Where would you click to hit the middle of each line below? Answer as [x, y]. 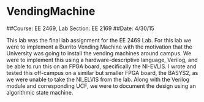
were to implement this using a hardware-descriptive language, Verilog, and [102, 60]
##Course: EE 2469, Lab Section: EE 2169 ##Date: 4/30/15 [80, 28]
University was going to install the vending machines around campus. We [99, 53]
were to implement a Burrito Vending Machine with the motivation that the [99, 47]
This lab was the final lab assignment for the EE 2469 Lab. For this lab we [99, 40]
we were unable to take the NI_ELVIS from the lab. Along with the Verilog [98, 79]
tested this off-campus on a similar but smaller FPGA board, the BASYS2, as [102, 73]
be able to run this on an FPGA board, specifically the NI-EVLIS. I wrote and [101, 66]
